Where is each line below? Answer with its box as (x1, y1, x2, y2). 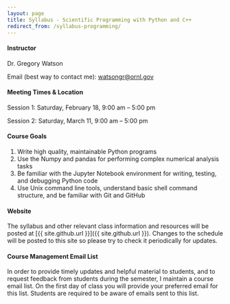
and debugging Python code (16, 176, 98, 185)
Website (7, 207, 32, 215)
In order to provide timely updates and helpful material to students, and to (7, 268, 216, 276)
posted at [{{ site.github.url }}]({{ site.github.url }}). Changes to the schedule (7, 229, 224, 238)
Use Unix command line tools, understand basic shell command (16, 183, 198, 192)
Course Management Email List (7, 252, 98, 260)
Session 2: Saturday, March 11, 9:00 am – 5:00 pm (7, 116, 148, 125)
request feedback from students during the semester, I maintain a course (7, 275, 214, 283)
